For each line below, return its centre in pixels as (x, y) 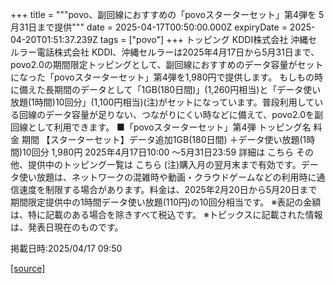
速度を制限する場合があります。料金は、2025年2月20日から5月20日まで (168, 189)
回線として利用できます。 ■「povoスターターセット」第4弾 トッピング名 (161, 127)
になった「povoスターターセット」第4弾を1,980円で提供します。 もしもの (162, 77)
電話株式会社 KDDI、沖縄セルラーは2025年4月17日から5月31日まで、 (178, 52)
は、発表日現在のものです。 (67, 227)
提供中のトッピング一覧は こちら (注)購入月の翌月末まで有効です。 (164, 164)
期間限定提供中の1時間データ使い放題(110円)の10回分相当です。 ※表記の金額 (166, 202)
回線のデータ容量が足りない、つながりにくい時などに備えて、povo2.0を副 (171, 114)
